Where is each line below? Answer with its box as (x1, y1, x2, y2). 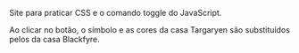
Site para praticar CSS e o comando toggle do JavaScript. (9, 8, 222, 18)
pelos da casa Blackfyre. (9, 34, 100, 44)
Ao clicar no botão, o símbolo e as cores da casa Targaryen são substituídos (9, 25, 290, 34)
